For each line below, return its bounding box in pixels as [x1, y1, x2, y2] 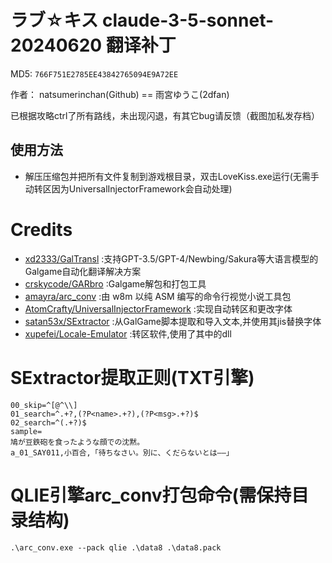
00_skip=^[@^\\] [10, 400, 78, 410]
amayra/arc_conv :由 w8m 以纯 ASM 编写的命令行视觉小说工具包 [24, 290, 292, 302]
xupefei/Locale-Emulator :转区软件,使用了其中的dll [24, 327, 232, 340]
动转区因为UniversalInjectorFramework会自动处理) [24, 182, 233, 195]
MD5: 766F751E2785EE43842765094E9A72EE [10, 67, 179, 80]
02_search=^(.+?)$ [10, 417, 87, 428]
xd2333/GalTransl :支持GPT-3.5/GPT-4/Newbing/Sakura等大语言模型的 [24, 252, 319, 265]
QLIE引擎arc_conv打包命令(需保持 [10, 484, 292, 506]
